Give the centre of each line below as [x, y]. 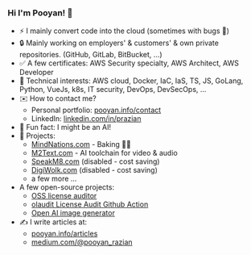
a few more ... [54, 179]
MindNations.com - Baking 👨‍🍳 [81, 144]
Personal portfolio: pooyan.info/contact [96, 110]
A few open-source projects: [66, 187]
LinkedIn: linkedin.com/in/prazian [86, 119]
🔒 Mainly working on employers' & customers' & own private [119, 43]
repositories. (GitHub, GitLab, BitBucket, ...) [91, 55]
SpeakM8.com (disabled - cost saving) [95, 161]
